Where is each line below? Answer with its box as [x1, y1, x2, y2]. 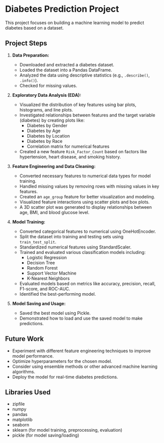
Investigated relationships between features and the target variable [19, 112, 156, 118]
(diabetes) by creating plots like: [19, 117, 85, 123]
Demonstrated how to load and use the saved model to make [19, 315, 143, 321]
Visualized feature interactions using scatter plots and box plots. [19, 199, 150, 205]
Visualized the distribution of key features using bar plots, [19, 102, 137, 108]
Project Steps [5, 39, 48, 48]
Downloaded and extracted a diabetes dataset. [19, 61, 114, 67]
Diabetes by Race [27, 138, 63, 144]
